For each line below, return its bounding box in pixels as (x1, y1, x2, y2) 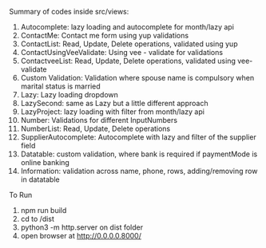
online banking (20, 158, 70, 167)
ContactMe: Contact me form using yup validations (20, 31, 189, 40)
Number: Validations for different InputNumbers (20, 116, 178, 124)
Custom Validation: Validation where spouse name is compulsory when (20, 73, 255, 82)
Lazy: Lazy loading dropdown (20, 90, 119, 99)
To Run (9, 191, 33, 199)
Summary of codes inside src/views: (9, 7, 129, 16)
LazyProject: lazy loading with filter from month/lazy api (20, 107, 204, 116)
